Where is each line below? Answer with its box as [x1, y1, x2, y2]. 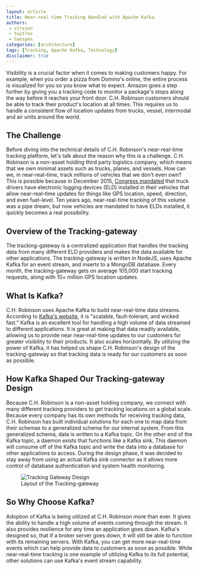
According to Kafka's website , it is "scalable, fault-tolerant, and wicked [6, 313, 179, 320]
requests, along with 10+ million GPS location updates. [6, 273, 139, 281]
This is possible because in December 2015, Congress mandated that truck [6, 177, 189, 184]
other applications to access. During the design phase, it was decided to [6, 449, 183, 457]
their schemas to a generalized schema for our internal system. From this [6, 424, 184, 431]
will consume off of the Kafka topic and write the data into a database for [6, 443, 184, 450]
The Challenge [6, 130, 61, 141]
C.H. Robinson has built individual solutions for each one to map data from [6, 418, 187, 425]
